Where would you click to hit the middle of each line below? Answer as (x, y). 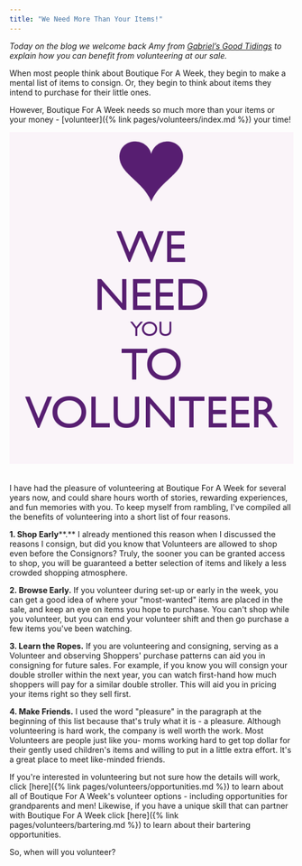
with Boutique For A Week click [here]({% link (94, 815)
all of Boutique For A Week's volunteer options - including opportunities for (149, 796)
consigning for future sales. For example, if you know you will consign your (149, 665)
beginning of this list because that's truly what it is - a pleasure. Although (145, 721)
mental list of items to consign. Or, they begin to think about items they (141, 82)
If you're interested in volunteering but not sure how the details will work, (145, 777)
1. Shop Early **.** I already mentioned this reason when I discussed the (143, 534)
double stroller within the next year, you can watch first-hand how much (143, 675)
